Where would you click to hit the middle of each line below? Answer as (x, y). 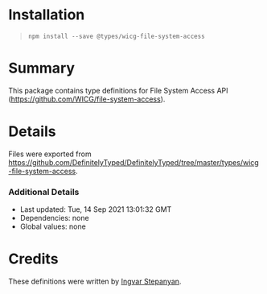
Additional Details (44, 192)
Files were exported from (50, 154)
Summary (41, 68)
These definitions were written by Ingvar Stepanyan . (95, 282)
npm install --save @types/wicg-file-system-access (116, 36)
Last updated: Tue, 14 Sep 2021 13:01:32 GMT (96, 209)
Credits (33, 259)
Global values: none (53, 226)
